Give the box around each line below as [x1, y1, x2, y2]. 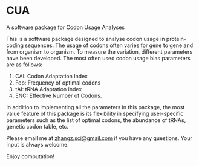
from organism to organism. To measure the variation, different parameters [6, 48, 193, 55]
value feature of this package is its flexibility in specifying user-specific [6, 110, 184, 117]
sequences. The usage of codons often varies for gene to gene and [25, 42, 194, 49]
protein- [166, 35, 186, 42]
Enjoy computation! [6, 152, 54, 160]
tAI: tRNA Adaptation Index [15, 85, 82, 92]
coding [6, 42, 24, 49]
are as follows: [6, 61, 43, 68]
